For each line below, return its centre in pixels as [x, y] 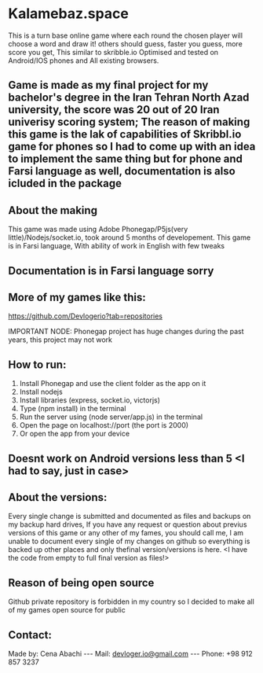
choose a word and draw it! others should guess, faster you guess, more [126, 43]
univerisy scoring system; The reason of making [129, 122]
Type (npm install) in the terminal [73, 409]
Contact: [30, 635]
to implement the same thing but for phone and [126, 159]
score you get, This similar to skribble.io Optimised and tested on [113, 52]
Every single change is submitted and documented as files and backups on [130, 517]
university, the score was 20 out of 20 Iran [114, 110]
